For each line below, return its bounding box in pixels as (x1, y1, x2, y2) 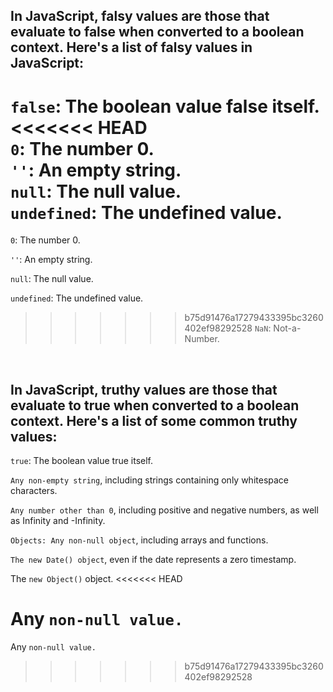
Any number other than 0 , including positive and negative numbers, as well (10, 504, 319, 516)
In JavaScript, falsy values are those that (10, 8, 270, 25)
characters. (10, 485, 58, 497)
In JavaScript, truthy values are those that (10, 381, 278, 398)
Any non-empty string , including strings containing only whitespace (10, 474, 290, 486)
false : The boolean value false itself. (10, 95, 320, 118)
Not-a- (273, 322, 302, 334)
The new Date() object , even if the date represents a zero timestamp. (10, 554, 297, 566)
